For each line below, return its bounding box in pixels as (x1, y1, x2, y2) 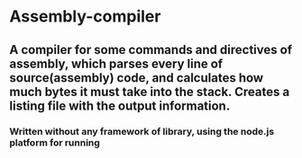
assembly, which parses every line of (9, 56, 224, 71)
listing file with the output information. (9, 98, 231, 113)
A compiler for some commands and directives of (9, 42, 293, 57)
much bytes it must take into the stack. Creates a (9, 83, 290, 100)
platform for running (9, 136, 101, 149)
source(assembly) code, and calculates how (9, 70, 264, 85)
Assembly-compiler (9, 6, 161, 27)
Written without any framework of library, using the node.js (9, 125, 275, 137)
